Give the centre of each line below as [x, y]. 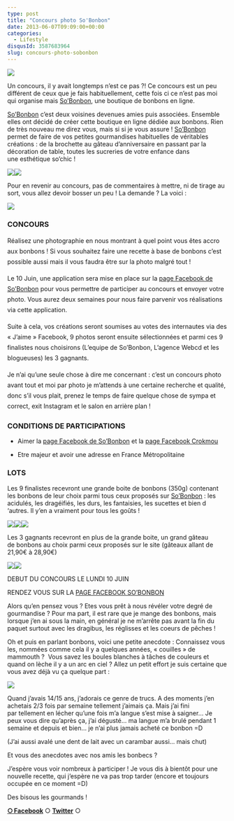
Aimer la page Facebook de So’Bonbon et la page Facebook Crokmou [118, 441]
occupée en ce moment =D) [48, 783]
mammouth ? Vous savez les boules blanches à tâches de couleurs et [108, 657]
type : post [23, 14]
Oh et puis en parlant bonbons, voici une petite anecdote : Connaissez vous [116, 642]
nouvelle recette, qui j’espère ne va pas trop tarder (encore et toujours [108, 776]
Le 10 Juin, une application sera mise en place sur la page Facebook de [110, 279]
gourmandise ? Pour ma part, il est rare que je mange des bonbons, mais [112, 613]
